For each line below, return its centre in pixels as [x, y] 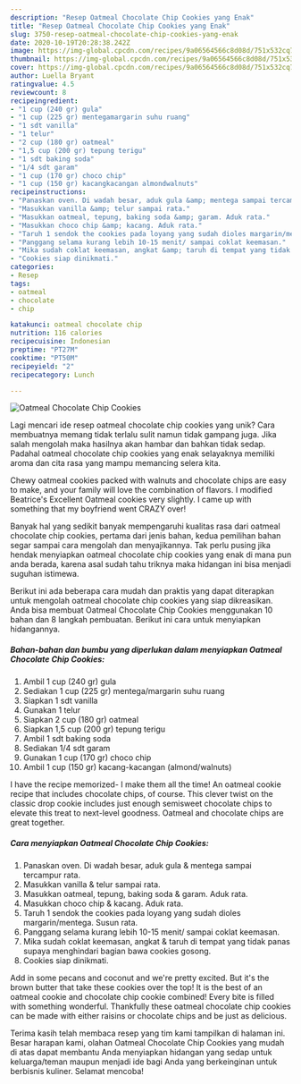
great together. [38, 823]
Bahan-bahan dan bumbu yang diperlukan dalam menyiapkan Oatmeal [146, 649]
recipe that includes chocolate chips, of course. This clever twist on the [142, 794]
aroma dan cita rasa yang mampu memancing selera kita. [116, 463]
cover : [22, 68]
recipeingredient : [44, 101]
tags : [20, 284]
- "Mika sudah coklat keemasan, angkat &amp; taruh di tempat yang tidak [150, 250]
